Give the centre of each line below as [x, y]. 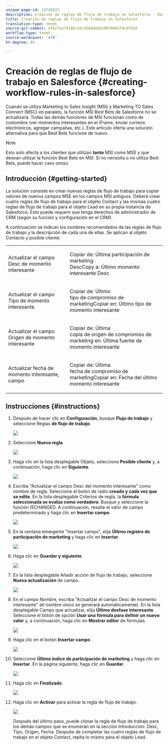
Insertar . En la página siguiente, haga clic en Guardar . [69, 664]
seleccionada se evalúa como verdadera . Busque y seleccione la [81, 502]
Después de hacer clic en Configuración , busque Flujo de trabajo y [83, 418]
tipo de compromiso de [97, 297]
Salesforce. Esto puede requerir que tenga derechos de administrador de [81, 212]
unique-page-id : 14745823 [32, 10]
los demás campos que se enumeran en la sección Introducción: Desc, [86, 727]
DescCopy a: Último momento [105, 267]
